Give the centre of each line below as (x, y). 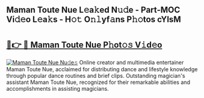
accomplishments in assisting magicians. (58, 89)
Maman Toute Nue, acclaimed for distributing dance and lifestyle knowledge (102, 69)
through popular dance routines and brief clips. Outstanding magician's (96, 76)
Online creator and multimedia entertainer (132, 62)
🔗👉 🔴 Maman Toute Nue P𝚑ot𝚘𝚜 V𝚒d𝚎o (84, 45)
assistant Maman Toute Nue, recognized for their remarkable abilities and (98, 82)
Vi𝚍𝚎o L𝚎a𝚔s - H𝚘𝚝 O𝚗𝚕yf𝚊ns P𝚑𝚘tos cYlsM (94, 20)
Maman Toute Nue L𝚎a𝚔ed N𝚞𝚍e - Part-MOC (93, 10)
